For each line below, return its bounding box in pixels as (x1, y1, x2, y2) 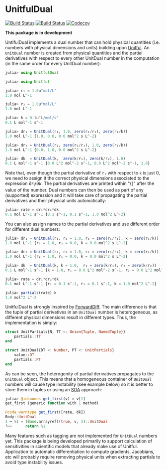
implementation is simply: (5, 320, 58, 326)
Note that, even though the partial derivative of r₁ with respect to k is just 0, (5, 170, 160, 176)
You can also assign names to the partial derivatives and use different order (5, 221, 160, 227)
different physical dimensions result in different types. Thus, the (5, 314, 136, 320)
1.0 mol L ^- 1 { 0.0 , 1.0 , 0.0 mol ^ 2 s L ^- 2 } (5, 147, 97, 153)
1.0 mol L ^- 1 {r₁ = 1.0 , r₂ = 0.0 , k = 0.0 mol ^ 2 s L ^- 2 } (5, 240, 128, 245)
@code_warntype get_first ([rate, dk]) (5, 410, 85, 415)
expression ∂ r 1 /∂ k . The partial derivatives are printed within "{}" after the (5, 180, 154, 187)
